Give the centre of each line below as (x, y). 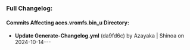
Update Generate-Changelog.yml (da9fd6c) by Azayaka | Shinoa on (99, 36)
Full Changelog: (29, 8)
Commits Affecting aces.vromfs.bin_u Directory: (68, 23)
